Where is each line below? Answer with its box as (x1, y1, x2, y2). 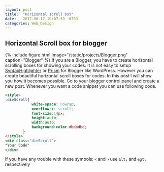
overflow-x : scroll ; (31, 106, 74, 111)
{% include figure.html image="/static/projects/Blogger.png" (5, 52, 128, 58)
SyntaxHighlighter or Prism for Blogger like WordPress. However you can (5, 68, 153, 74)
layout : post (5, 7, 32, 12)
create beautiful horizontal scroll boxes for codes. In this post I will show (5, 73, 152, 79)
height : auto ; (31, 116, 58, 121)
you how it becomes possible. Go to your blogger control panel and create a (5, 78, 160, 84)
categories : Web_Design (5, 21, 54, 26)
